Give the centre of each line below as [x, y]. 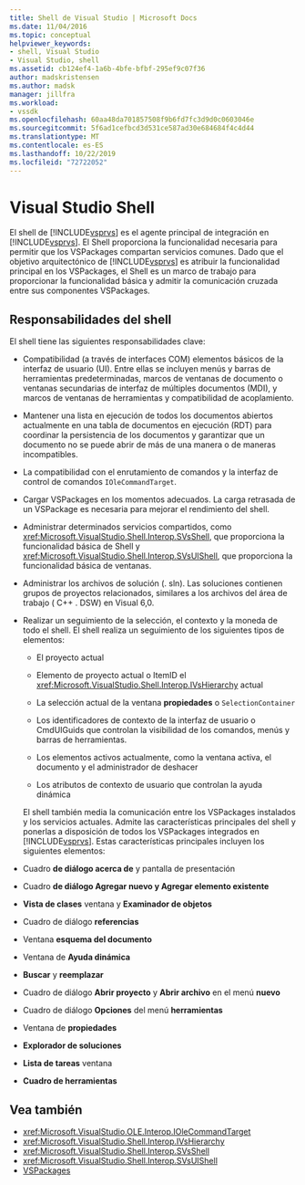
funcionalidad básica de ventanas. [87, 566]
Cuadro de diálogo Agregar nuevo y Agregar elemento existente [146, 886]
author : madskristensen [55, 78]
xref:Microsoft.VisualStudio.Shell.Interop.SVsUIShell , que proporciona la [158, 556]
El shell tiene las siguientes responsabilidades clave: [107, 341]
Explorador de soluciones [72, 1045]
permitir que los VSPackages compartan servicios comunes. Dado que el [147, 252]
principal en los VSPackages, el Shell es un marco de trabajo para [133, 271]
